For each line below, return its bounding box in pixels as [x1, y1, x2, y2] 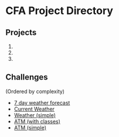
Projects [5, 28, 37, 37]
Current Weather [13, 105, 55, 112]
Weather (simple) [13, 111, 56, 118]
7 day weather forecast [13, 99, 70, 106]
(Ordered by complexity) [5, 88, 65, 95]
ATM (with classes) [13, 118, 61, 125]
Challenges [5, 72, 48, 83]
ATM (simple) [13, 124, 47, 131]
